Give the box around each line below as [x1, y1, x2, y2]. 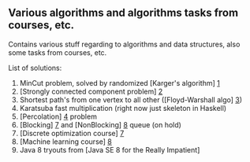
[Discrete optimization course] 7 [19, 128, 125, 138]
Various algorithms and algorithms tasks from [8, 6, 239, 20]
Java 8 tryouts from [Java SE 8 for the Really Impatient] [19, 145, 200, 154]
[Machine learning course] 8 [19, 137, 112, 146]
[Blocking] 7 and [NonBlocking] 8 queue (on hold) [19, 120, 181, 129]
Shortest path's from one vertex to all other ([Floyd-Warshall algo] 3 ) [19, 94, 243, 105]
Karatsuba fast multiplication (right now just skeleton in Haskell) [19, 103, 227, 112]
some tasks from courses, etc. [8, 47, 107, 57]
